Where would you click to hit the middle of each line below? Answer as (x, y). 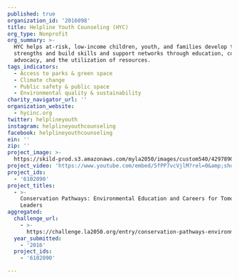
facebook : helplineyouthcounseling (60, 133)
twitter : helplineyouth (43, 119)
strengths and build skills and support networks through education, (119, 54)
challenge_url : (36, 219)
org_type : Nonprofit (38, 34)
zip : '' (19, 146)
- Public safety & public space (62, 87)
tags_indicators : (33, 67)
